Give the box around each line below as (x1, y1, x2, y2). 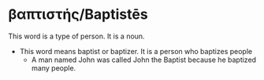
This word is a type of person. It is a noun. (8, 31, 145, 41)
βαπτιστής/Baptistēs (8, 5, 148, 24)
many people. (31, 63, 76, 72)
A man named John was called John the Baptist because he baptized (31, 55, 257, 64)
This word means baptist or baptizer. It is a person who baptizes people (19, 46, 253, 56)
